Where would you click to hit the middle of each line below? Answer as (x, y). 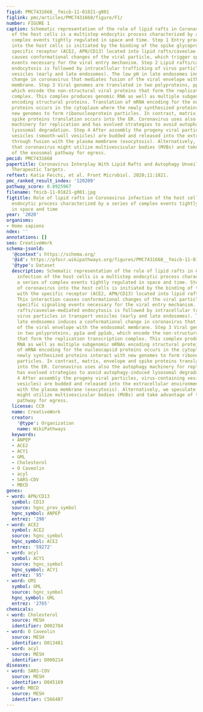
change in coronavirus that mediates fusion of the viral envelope (98, 79)
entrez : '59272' (32, 547)
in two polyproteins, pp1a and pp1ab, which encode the (89, 333)
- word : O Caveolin (31, 632)
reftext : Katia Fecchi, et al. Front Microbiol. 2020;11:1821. (88, 175)
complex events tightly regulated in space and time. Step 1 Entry (98, 40)
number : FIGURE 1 (28, 23)
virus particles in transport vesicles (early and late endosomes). (105, 316)
